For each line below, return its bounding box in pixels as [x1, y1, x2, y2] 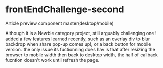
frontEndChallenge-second [5, 4, 124, 15]
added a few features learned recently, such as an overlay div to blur [5, 36, 150, 42]
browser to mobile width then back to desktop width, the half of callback [5, 52, 158, 58]
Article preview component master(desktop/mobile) [5, 20, 114, 26]
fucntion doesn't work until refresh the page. [5, 57, 100, 63]
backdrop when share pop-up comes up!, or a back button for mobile [5, 41, 151, 47]
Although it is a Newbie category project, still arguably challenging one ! [5, 30, 157, 36]
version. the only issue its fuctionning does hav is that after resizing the [5, 46, 156, 52]
